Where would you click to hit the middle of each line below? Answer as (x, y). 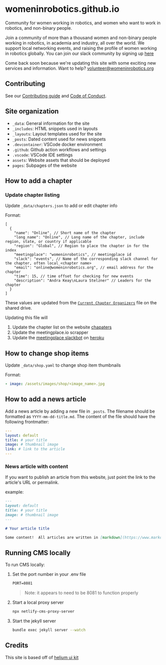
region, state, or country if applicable (48, 242)
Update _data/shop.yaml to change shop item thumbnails (63, 365)
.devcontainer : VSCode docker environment (57, 144)
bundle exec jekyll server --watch (49, 630)
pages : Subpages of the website (44, 165)
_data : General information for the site (51, 123)
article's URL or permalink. (32, 482)
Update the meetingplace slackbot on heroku (58, 338)
